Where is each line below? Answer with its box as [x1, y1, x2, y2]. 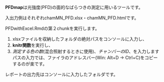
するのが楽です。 [12, 61, 47, 67]
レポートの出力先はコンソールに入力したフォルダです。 [5, 72, 118, 77]
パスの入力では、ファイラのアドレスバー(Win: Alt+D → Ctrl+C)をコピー [12, 55, 158, 61]
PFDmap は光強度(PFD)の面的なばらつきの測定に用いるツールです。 [5, 4, 143, 10]
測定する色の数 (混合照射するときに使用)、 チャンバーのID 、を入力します [12, 49, 160, 54]
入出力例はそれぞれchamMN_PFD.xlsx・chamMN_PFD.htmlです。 [5, 15, 139, 21]
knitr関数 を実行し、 [12, 42, 53, 48]
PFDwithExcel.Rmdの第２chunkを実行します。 [5, 25, 100, 31]
